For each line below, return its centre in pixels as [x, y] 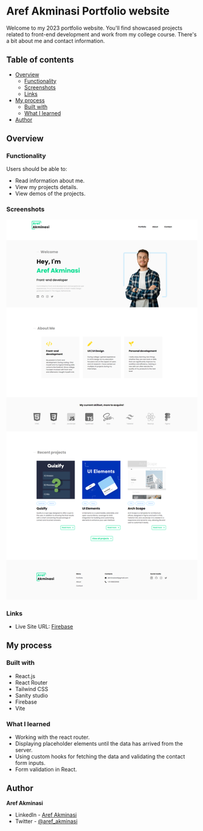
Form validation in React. [46, 769]
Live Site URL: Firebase [44, 627]
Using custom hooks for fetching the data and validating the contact [100, 756]
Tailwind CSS [32, 689]
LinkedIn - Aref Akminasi [46, 815]
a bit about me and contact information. [55, 41]
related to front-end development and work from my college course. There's [101, 34]
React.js [25, 676]
